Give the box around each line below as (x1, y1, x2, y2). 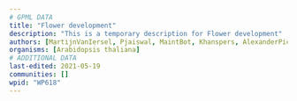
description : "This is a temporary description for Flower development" (9, 29, 283, 38)
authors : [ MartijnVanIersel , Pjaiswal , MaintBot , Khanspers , (9, 37, 240, 47)
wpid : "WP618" (9, 78, 62, 87)
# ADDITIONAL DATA (9, 54, 77, 62)
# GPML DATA (9, 12, 53, 22)
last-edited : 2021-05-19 (9, 62, 101, 71)
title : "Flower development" (9, 21, 117, 30)
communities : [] (9, 70, 69, 79)
